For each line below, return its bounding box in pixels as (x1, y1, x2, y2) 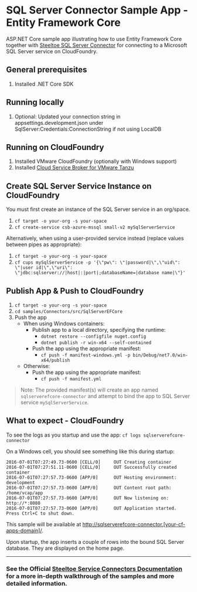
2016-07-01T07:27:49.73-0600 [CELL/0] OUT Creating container (6, 459, 172, 465)
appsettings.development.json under (14, 119, 104, 126)
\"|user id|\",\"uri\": (14, 265, 73, 271)
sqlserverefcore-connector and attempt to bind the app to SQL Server (20, 393, 191, 399)
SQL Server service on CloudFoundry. (6, 47, 98, 55)
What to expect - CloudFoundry (6, 416, 124, 426)
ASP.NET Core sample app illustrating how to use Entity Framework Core (6, 35, 182, 42)
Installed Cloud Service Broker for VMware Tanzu (14, 164, 134, 171)
